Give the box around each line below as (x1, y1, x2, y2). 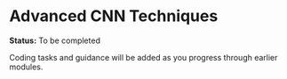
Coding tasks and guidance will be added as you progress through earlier (9, 52, 278, 62)
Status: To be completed (9, 35, 100, 46)
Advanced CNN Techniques (9, 6, 219, 26)
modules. (9, 61, 44, 72)
